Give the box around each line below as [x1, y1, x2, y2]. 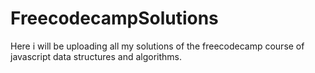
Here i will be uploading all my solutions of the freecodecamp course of [10, 40, 305, 52]
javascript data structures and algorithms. [10, 50, 182, 62]
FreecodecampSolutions [10, 7, 219, 30]
